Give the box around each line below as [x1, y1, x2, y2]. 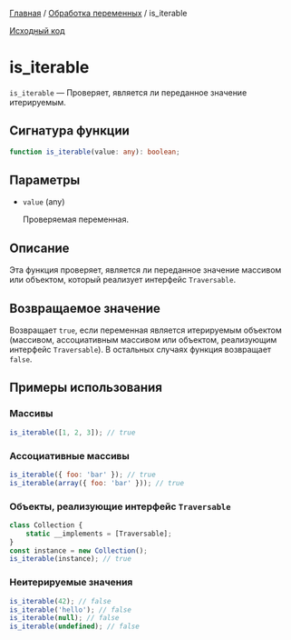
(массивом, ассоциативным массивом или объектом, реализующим [9, 335, 277, 345]
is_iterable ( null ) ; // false [9, 614, 120, 623]
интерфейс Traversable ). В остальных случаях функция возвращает [9, 345, 272, 355]
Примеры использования [9, 380, 163, 395]
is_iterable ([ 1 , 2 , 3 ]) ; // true [9, 427, 136, 437]
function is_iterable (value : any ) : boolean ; [9, 147, 180, 156]
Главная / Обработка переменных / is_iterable [9, 8, 188, 18]
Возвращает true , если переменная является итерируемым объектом [9, 325, 283, 335]
